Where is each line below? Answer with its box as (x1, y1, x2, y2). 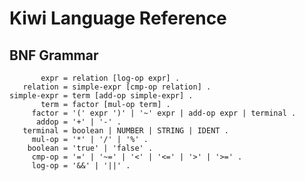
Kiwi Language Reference (9, 7, 227, 30)
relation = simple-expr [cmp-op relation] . (22, 82, 212, 92)
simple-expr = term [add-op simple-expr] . (9, 91, 194, 101)
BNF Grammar (9, 47, 99, 64)
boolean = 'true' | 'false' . (27, 143, 154, 153)
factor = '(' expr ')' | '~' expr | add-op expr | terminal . (31, 108, 297, 118)
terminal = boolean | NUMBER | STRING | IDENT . (22, 126, 229, 136)
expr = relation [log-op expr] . (40, 73, 181, 83)
